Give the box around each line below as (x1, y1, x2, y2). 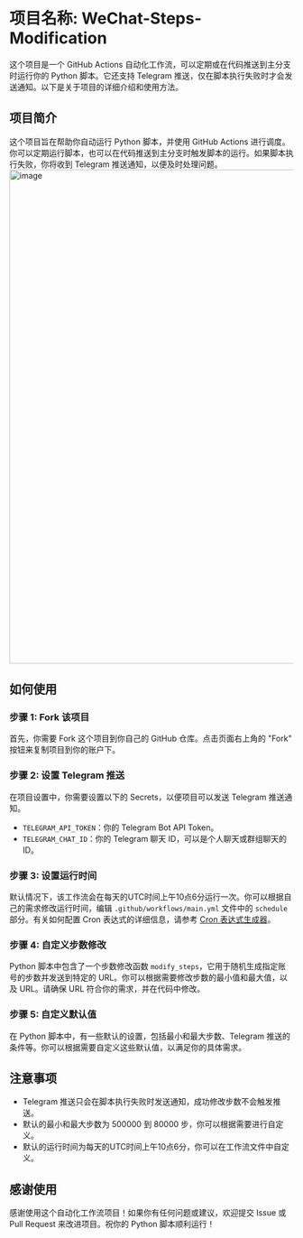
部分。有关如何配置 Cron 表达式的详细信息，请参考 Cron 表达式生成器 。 (9, 914, 276, 925)
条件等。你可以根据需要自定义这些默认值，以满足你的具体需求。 (9, 1041, 246, 1052)
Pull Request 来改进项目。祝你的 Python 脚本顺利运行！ (9, 1219, 216, 1230)
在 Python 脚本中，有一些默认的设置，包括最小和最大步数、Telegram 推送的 (9, 1030, 290, 1041)
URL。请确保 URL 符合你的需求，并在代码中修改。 (19, 984, 206, 994)
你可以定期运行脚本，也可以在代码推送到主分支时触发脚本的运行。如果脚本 (9, 147, 286, 158)
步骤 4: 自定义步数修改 (9, 938, 106, 951)
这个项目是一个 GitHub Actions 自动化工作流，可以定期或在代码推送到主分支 (9, 59, 291, 69)
